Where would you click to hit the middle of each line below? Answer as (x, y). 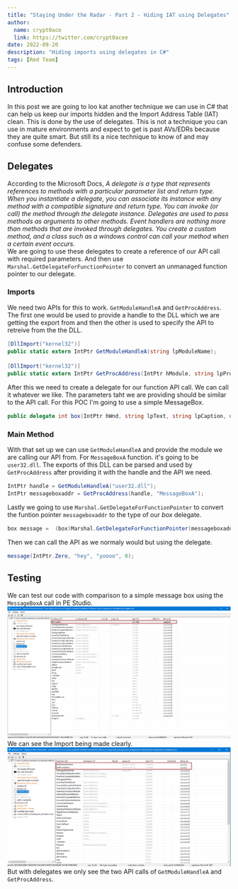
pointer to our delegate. (42, 273)
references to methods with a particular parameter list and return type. (111, 191)
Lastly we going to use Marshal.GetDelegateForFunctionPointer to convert (115, 507)
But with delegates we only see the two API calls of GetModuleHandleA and (114, 872)
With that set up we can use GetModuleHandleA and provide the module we (115, 450)
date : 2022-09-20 (33, 45)
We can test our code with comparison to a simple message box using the (115, 595)
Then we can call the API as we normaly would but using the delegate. (110, 542)
